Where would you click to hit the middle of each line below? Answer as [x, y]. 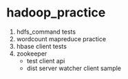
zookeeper [32, 54]
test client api [46, 60]
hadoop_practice [56, 13]
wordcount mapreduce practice [61, 38]
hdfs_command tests [46, 32]
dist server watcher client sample [74, 68]
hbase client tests [41, 46]
